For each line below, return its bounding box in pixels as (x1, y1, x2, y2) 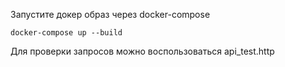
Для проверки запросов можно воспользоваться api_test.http (10, 45, 275, 57)
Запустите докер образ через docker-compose (10, 9, 211, 20)
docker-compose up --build (10, 28, 123, 38)
